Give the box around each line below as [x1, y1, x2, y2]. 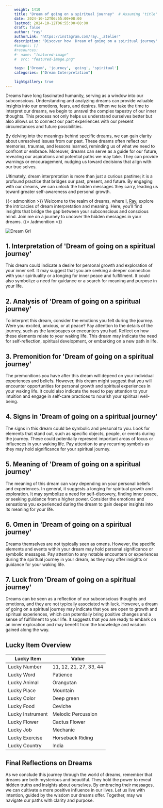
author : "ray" [14, 30, 43, 34]
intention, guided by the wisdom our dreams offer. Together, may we [5, 792, 143, 798]
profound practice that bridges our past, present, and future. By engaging [5, 178, 153, 184]
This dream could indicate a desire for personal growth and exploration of [5, 262, 153, 268]
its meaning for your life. [5, 506, 54, 512]
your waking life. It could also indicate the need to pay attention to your [5, 388, 147, 394]
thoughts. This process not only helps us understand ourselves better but [5, 113, 152, 119]
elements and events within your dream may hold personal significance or [5, 546, 153, 552]
